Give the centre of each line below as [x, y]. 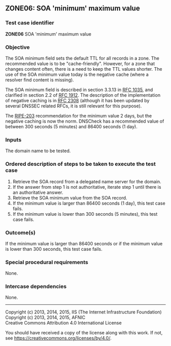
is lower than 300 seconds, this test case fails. [54, 249]
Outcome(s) [20, 233]
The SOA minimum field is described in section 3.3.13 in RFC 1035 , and [79, 90]
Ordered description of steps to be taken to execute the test [81, 164]
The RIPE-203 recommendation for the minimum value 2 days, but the [79, 116]
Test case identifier [30, 23]
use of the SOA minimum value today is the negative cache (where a [77, 74]
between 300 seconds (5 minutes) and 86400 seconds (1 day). [71, 126]
